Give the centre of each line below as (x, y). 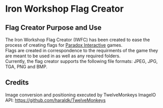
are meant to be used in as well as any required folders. (63, 56)
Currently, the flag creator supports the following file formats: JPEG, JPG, (82, 61)
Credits (17, 82)
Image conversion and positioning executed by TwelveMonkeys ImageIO (81, 95)
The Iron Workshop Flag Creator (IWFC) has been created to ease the (78, 40)
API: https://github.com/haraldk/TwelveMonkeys (56, 100)
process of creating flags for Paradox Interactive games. (64, 45)
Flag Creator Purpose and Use (53, 28)
